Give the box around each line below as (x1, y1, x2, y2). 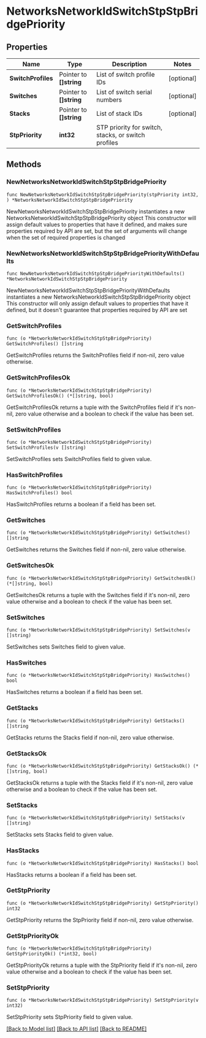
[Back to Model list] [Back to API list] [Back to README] (6, 1025, 147, 1032)
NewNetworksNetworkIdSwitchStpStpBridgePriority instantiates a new (6, 207, 185, 215)
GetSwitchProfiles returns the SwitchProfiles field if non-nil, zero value (6, 351, 185, 359)
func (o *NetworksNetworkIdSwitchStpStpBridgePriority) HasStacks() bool (6, 860, 199, 866)
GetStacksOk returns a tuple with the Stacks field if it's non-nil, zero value (6, 779, 193, 786)
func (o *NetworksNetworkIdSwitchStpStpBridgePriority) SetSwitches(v (6, 627, 191, 633)
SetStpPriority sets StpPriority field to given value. (6, 1013, 133, 1021)
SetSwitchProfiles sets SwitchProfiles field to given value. (6, 455, 152, 462)
